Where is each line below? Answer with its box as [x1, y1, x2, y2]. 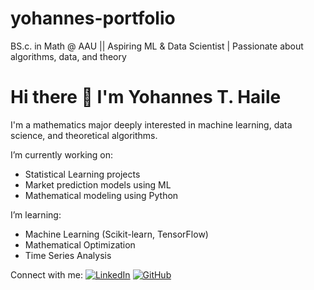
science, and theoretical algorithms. [10, 129, 158, 141]
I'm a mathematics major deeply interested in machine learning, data [10, 118, 293, 131]
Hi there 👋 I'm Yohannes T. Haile [10, 86, 282, 109]
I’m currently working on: [10, 148, 114, 161]
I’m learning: [10, 208, 62, 221]
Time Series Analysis [24, 249, 112, 261]
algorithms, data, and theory [10, 50, 127, 62]
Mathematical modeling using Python [24, 189, 179, 201]
